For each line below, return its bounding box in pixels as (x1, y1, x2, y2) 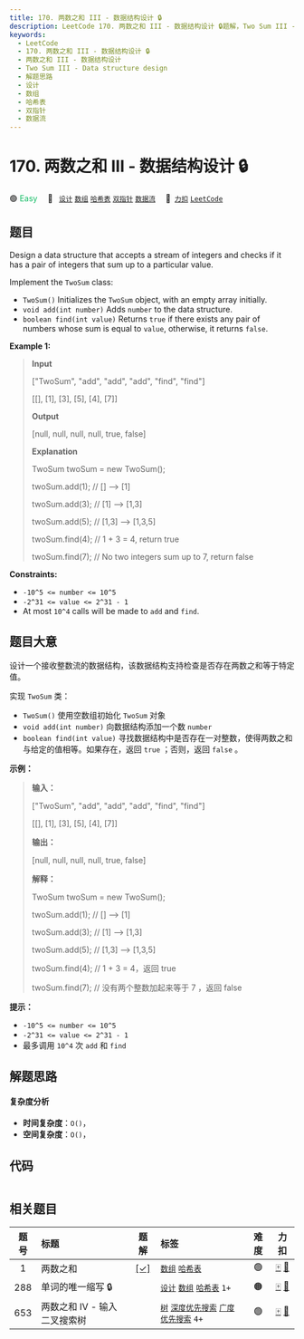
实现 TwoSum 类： (9, 690, 71, 701)
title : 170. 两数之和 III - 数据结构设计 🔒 (9, 13, 163, 23)
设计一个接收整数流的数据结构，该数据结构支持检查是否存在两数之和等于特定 (9, 660, 295, 670)
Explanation (31, 446, 79, 457)
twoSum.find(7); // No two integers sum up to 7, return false (31, 551, 254, 562)
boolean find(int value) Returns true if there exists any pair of (22, 313, 261, 324)
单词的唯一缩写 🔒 (40, 1280, 113, 1293)
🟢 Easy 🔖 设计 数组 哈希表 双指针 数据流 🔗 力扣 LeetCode (9, 193, 223, 204)
